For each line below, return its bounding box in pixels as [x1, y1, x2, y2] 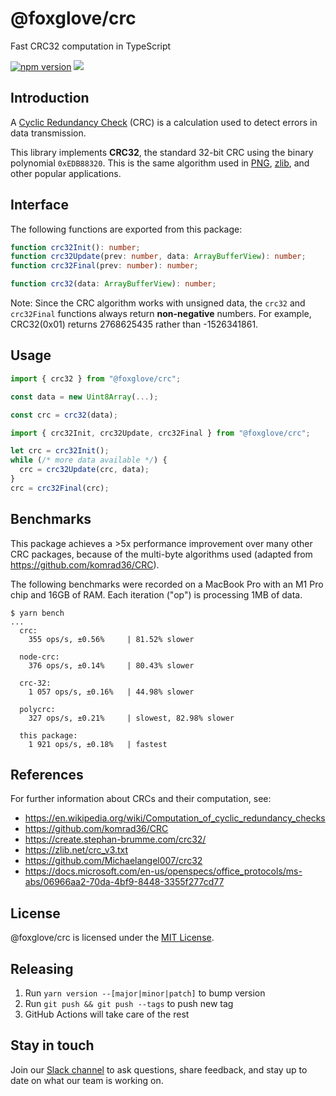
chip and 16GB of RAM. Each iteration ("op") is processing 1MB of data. [10, 588, 303, 601]
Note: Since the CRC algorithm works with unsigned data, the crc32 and [10, 297, 306, 309]
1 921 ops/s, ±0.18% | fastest [28, 739, 168, 749]
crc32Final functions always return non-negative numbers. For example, [10, 308, 312, 320]
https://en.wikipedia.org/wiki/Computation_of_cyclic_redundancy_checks [24, 812, 326, 824]
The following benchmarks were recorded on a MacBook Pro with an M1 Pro [10, 578, 324, 590]
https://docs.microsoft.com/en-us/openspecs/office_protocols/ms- [24, 865, 303, 877]
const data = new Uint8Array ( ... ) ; [10, 392, 159, 402]
